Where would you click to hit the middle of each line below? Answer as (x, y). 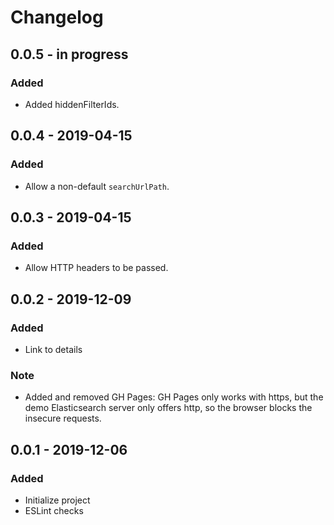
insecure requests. (63, 418)
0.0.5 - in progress (69, 54)
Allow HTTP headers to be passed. (96, 268)
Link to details (53, 349)
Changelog (57, 17)
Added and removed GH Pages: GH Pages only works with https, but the (174, 397)
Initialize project (57, 500)
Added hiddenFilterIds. (72, 104)
